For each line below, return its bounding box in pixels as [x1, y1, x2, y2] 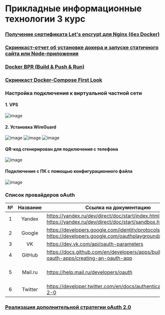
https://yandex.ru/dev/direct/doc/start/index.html [46, 212, 160, 219]
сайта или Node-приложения [5, 50, 79, 57]
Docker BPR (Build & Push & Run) [5, 63, 85, 70]
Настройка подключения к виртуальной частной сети [5, 89, 142, 96]
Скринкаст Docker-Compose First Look [5, 77, 102, 83]
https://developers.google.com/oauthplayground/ [46, 233, 161, 239]
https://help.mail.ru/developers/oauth [46, 268, 133, 275]
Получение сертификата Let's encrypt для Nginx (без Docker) [5, 31, 160, 38]
